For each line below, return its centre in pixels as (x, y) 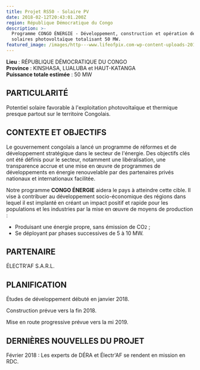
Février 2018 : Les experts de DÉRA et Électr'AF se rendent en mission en (96, 355)
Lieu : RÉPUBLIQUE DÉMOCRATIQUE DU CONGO (67, 62)
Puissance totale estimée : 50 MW (49, 74)
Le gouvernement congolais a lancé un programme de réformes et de (91, 147)
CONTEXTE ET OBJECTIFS (57, 132)
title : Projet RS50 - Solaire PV (48, 12)
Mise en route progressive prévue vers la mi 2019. (68, 322)
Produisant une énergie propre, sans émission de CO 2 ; (82, 227)
